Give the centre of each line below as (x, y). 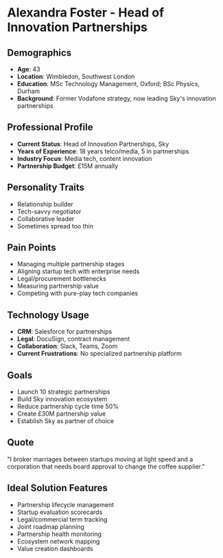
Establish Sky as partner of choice (66, 421)
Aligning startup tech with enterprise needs (78, 271)
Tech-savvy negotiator (49, 211)
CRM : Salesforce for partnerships (64, 332)
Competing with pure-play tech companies (78, 293)
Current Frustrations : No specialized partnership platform (99, 354)
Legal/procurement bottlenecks (61, 279)
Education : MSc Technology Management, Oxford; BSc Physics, (108, 84)
